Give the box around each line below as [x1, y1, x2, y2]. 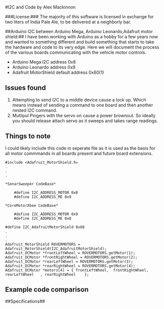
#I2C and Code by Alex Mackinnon [5, 4, 76, 10]
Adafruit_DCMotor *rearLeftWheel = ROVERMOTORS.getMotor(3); [5, 259, 133, 264]
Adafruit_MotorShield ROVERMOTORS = [5, 241, 80, 247]
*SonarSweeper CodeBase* [5, 181, 56, 186]
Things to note [5, 132, 51, 140]
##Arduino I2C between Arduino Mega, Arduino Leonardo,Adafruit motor [5, 29, 153, 34]
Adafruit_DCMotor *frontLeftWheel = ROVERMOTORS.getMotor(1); [5, 250, 135, 255]
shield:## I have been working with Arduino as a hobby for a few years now [5, 34, 159, 39]
